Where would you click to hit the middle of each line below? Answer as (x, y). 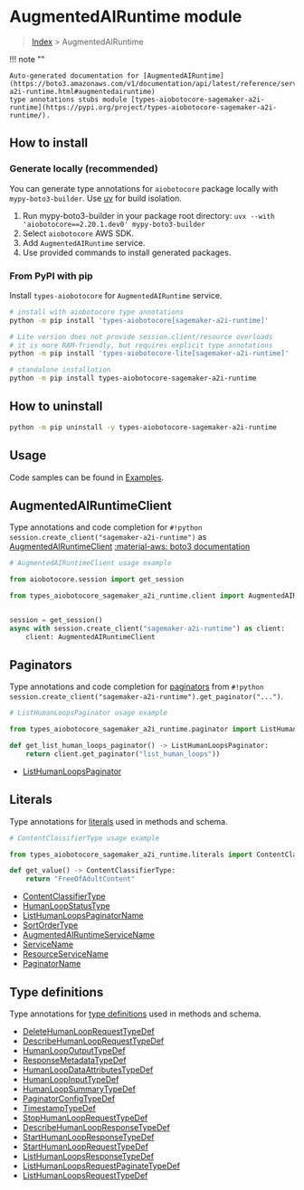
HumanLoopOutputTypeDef (74, 1051)
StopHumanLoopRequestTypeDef (85, 1118)
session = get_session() (56, 620)
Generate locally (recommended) (84, 169)
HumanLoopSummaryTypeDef (79, 1089)
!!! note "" (27, 59)
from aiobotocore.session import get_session (96, 580)
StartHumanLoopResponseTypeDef (88, 1138)
